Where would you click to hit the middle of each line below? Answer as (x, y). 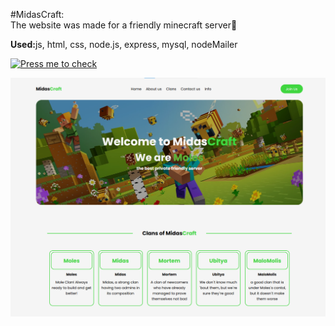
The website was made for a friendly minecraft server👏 (124, 25)
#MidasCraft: (37, 14)
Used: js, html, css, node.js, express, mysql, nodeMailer (124, 44)
